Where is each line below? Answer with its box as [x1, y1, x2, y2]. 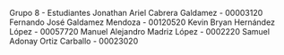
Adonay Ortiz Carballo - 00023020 [9, 35, 139, 46]
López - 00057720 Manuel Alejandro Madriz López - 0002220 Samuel [9, 27, 271, 36]
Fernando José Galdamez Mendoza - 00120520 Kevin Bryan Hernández [9, 17, 276, 27]
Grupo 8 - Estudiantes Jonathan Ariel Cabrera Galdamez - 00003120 [9, 8, 263, 18]
